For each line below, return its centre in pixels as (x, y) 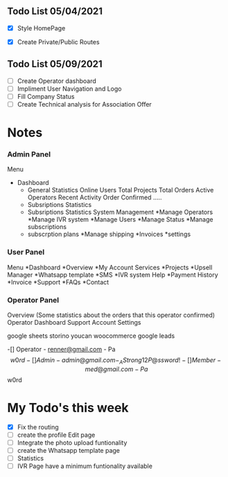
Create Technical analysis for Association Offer (85, 104)
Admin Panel (29, 154)
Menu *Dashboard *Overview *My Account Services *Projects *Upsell (110, 267)
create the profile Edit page (56, 435)
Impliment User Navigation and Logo (69, 89)
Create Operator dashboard (57, 81)
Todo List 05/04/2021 (55, 11)
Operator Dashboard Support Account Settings (74, 323)
